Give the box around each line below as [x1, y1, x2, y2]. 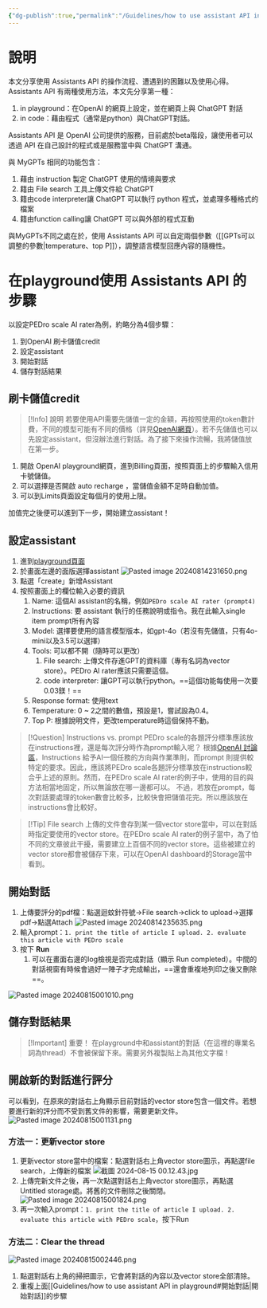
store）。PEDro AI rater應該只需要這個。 [43, 666, 173, 676]
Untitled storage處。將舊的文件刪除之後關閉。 [19, 1185, 171, 1196]
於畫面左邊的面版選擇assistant [19, 567, 119, 576]
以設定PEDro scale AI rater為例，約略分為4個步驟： [8, 320, 176, 329]
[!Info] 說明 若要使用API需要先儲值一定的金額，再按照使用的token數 [27, 414, 249, 424]
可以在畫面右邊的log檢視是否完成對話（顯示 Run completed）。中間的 [31, 954, 257, 964]
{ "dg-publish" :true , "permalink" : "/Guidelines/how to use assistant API [8, 11, 250, 20]
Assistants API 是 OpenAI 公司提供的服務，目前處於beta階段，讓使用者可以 [8, 130, 253, 139]
